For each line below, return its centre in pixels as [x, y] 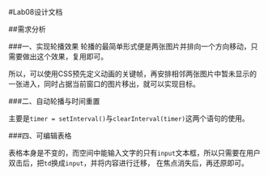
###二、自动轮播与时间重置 [54, 101]
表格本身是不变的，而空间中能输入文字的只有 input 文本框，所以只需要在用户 [134, 153]
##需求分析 [27, 29]
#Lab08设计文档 [36, 12]
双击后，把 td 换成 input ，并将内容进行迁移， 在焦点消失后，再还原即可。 [129, 163]
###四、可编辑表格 [40, 135]
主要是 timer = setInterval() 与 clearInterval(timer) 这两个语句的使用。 [129, 118]
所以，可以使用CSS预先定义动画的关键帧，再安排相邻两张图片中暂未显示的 [133, 74]
